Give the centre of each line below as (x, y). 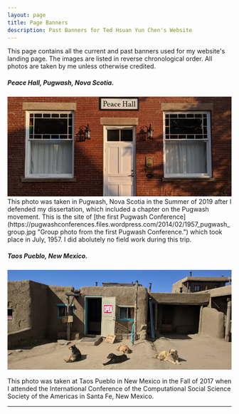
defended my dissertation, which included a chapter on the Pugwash (108, 209)
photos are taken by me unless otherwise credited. (82, 66)
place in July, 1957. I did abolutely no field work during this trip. (100, 239)
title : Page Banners (38, 22)
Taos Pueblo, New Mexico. (48, 256)
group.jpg (22, 232)
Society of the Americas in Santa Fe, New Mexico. (81, 396)
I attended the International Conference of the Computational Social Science (119, 389)
